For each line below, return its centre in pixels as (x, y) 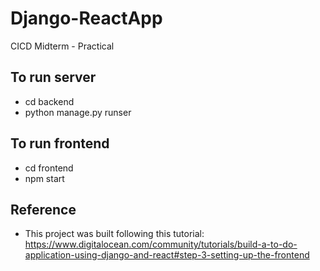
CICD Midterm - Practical (62, 46)
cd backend (49, 101)
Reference (43, 209)
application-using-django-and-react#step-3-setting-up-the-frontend (167, 255)
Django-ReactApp (86, 18)
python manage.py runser (78, 112)
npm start (44, 178)
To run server (53, 77)
